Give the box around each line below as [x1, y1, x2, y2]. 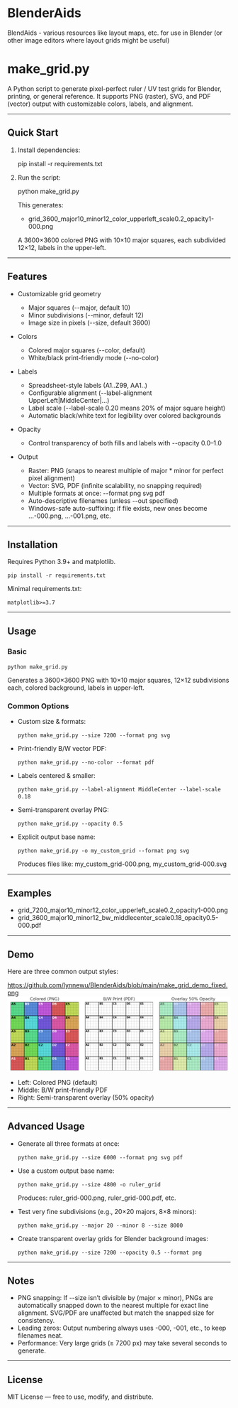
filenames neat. [17, 1331, 63, 1340]
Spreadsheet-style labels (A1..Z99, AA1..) [28, 381, 147, 389]
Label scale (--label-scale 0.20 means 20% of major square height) [28, 404, 226, 412]
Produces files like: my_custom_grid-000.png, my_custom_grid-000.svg [17, 860, 227, 868]
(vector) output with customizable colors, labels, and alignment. [7, 99, 193, 108]
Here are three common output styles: [7, 967, 119, 975]
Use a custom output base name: [17, 1166, 115, 1175]
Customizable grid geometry [17, 289, 101, 298]
